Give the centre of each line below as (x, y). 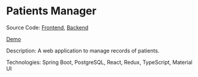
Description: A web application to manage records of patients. (83, 50)
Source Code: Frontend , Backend (47, 27)
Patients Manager (52, 11)
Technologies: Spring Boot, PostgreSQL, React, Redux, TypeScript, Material (100, 62)
